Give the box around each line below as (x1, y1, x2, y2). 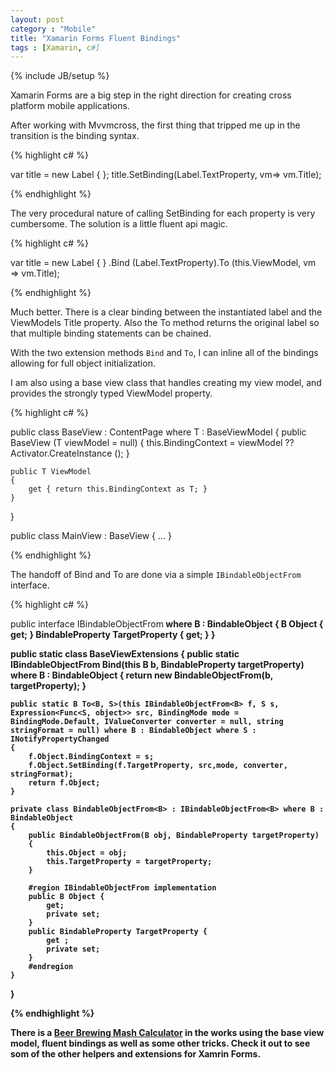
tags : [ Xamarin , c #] (10, 42, 101, 53)
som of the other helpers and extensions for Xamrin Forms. (10, 1048, 262, 1060)
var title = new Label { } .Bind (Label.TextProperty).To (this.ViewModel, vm (10, 257, 317, 269)
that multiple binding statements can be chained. (10, 327, 212, 340)
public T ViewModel (10, 467, 92, 477)
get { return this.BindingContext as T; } (28, 484, 208, 495)
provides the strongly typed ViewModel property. (10, 387, 213, 400)
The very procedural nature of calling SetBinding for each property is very (10, 207, 316, 220)
